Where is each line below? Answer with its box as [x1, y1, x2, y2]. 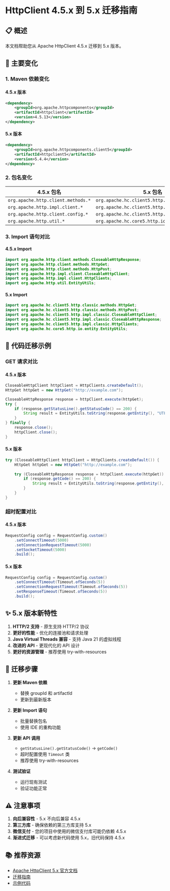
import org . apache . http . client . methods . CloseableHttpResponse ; [5, 257, 142, 262]
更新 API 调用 [12, 735, 40, 741]
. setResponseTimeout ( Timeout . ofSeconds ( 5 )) [14, 589, 108, 594]
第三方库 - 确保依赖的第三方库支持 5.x [12, 822, 92, 828]
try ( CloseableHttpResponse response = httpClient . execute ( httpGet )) [14, 471, 164, 477]
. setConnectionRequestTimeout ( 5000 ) [14, 542, 92, 548]
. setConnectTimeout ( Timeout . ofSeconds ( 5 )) [14, 580, 105, 585]
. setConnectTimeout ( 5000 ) [14, 538, 69, 543]
